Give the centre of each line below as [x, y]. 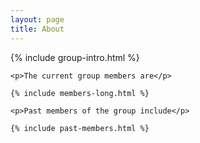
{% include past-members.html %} [80, 128]
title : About [37, 29]
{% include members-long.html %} [80, 93]
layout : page [37, 19]
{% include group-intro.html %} [75, 57]
